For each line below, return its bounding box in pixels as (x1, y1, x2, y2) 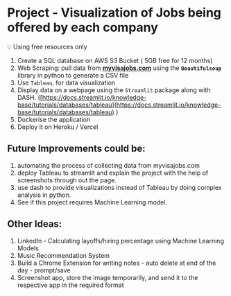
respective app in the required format (17, 281, 124, 289)
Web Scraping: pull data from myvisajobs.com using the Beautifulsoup (17, 64, 222, 72)
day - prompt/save (17, 265, 71, 275)
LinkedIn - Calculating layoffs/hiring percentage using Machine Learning (17, 236, 224, 245)
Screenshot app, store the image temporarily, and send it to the (17, 273, 198, 281)
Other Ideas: (7, 218, 62, 230)
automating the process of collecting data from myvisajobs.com (17, 161, 200, 169)
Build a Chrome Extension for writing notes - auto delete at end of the (17, 259, 216, 267)
